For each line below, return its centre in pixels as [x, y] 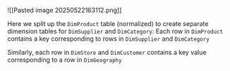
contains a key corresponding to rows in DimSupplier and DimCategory [108, 39]
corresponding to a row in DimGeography [65, 60]
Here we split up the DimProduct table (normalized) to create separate [108, 24]
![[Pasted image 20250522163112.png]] [65, 10]
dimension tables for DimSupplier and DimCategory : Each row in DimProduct [115, 31]
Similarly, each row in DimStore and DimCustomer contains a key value [107, 52]
